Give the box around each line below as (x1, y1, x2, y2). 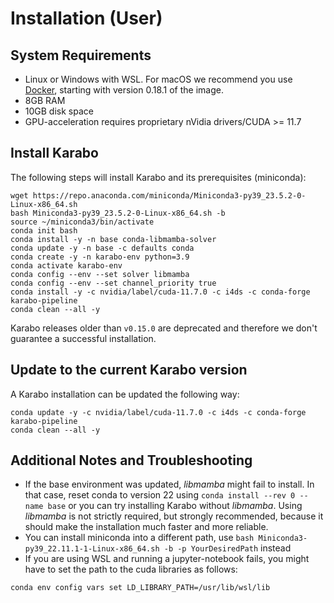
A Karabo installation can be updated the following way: (10, 388, 240, 400)
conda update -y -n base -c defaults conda (10, 243, 195, 253)
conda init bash (10, 225, 78, 236)
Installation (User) (10, 7, 163, 30)
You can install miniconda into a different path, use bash (24, 532, 255, 544)
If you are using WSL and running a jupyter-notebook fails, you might (24, 553, 310, 565)
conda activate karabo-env (10, 260, 123, 271)
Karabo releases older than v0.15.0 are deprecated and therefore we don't (10, 322, 318, 334)
